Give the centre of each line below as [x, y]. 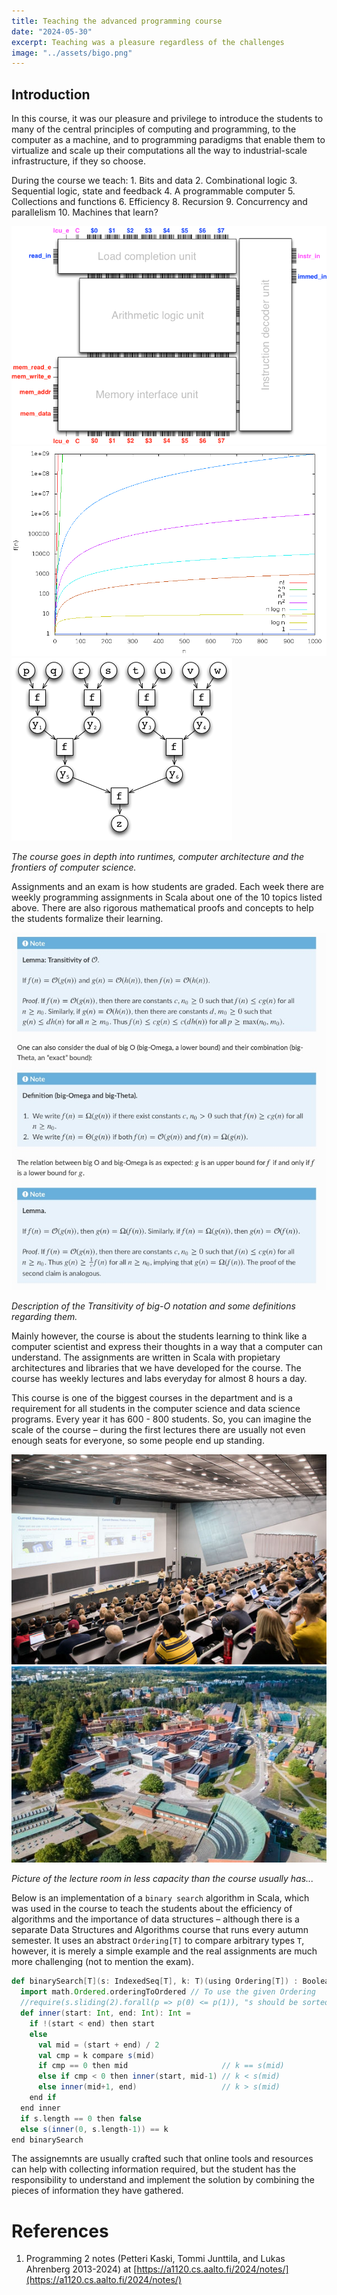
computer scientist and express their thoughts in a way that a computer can [167, 1346]
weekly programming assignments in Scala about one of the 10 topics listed [167, 897]
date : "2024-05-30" [52, 31]
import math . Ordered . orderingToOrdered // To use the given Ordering [168, 1992]
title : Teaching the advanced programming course [117, 21]
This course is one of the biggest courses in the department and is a [152, 1397]
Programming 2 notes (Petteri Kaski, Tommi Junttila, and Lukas [155, 2259]
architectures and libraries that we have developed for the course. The [156, 1367]
